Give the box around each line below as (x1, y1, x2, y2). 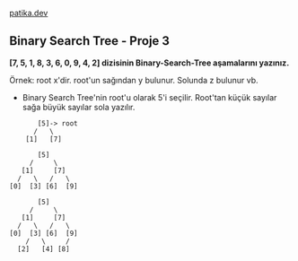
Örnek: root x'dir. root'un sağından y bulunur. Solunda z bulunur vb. (9, 74, 259, 85)
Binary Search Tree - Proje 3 (9, 33, 171, 48)
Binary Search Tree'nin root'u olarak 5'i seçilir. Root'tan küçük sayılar (22, 91, 277, 102)
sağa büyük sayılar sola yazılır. (22, 101, 136, 112)
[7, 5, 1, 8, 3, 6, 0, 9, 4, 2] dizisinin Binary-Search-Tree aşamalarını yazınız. (9, 57, 290, 68)
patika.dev (9, 8, 48, 18)
